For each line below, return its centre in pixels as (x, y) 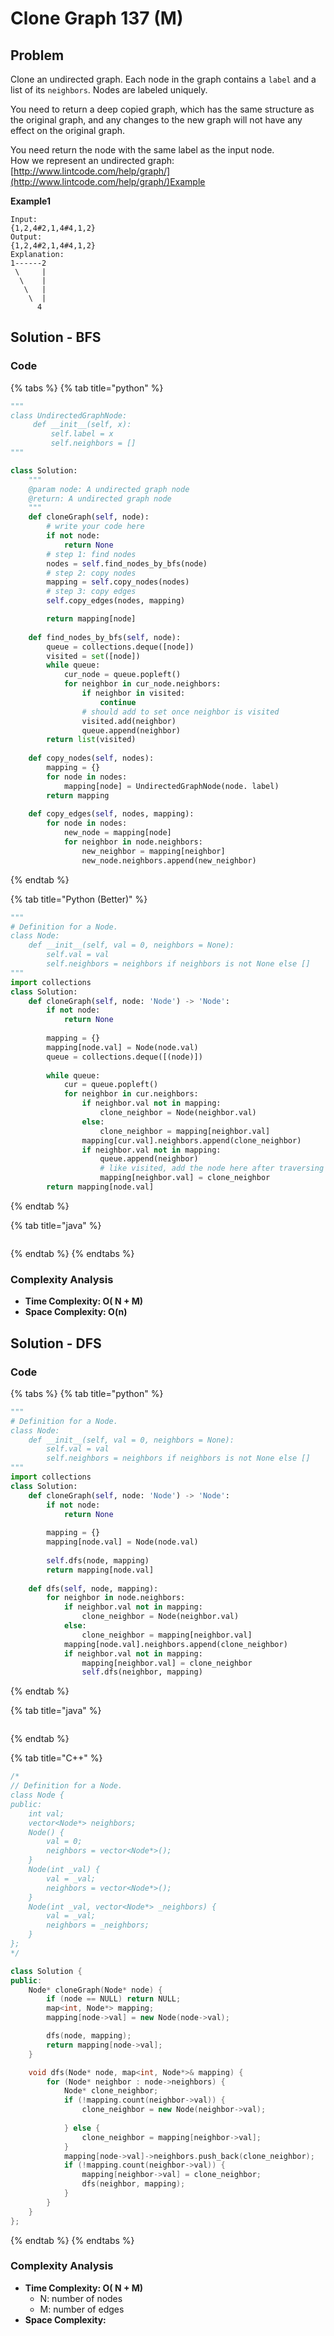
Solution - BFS (56, 337)
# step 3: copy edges (91, 592)
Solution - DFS (56, 1343)
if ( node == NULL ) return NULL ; (114, 1999)
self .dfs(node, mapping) (98, 1560)
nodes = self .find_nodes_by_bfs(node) (127, 563)
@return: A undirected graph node (100, 498)
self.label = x (82, 434)
